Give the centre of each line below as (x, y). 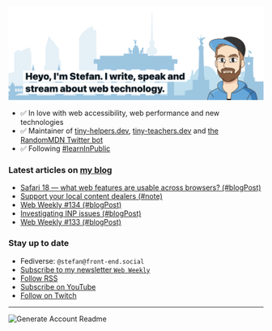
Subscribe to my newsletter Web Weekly (85, 269)
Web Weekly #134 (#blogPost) (71, 205)
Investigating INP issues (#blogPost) (81, 213)
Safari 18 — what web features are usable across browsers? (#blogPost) (140, 187)
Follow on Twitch (48, 295)
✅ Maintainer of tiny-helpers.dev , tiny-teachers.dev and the (119, 131)
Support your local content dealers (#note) (91, 196)
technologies (42, 123)
